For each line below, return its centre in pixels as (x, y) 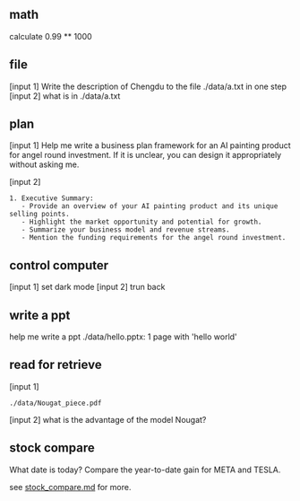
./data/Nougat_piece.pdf (56, 403)
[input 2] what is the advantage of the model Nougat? (108, 419)
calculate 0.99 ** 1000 (51, 36)
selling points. (39, 215)
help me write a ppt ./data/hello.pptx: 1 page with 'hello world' (123, 337)
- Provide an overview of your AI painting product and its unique (150, 207)
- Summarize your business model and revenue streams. (125, 230)
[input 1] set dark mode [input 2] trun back (87, 287)
